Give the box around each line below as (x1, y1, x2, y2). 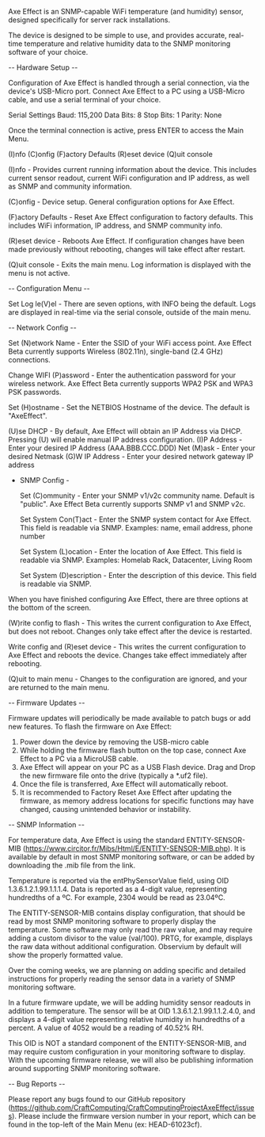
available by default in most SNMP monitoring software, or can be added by (8, 852, 256, 861)
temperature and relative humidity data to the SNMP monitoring (24, 39, 231, 48)
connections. (8, 355, 51, 364)
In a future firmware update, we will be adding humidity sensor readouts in (8, 998, 252, 1007)
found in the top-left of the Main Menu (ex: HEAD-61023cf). (8, 1120, 203, 1129)
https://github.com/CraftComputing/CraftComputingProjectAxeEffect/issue (10, 1103, 255, 1112)
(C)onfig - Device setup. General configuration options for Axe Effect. (8, 197, 235, 206)
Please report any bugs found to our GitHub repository (8, 1094, 186, 1104)
